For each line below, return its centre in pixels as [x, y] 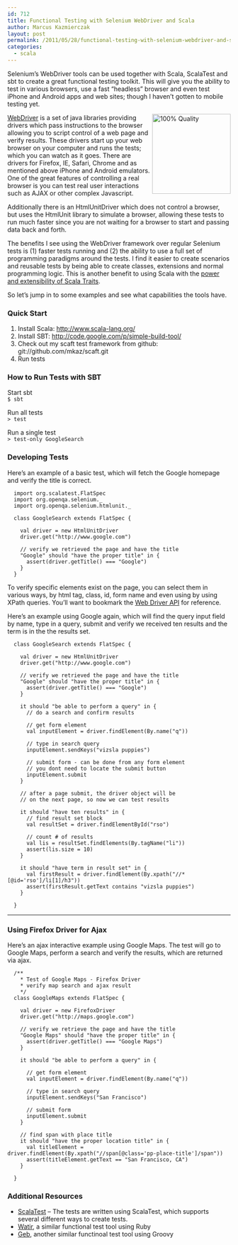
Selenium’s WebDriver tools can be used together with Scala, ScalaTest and [118, 74]
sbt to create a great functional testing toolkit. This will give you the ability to [119, 81]
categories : [25, 47]
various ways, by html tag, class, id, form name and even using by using [113, 594]
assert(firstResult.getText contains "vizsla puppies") [110, 886]
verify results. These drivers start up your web [75, 140]
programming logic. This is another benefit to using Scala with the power [113, 273]
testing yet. [24, 104]
